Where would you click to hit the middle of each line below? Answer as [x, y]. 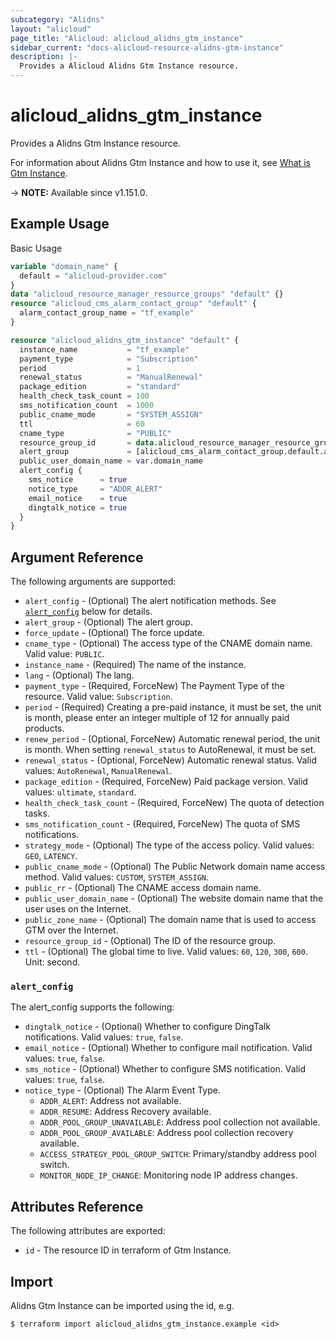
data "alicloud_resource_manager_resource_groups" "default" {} [147, 294]
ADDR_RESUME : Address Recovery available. [125, 1112]
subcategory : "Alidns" [57, 19]
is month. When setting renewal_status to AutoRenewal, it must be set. [170, 750]
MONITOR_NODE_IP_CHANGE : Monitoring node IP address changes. [168, 1175]
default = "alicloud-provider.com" [93, 276]
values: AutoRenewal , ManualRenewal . [98, 771]
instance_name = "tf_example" [104, 349]
